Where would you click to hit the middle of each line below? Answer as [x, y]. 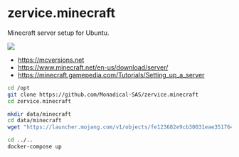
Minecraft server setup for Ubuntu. [58, 33]
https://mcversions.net [51, 60]
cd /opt [19, 88]
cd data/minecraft [34, 121]
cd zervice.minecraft [39, 101]
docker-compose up [34, 147]
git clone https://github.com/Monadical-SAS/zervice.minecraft [103, 94]
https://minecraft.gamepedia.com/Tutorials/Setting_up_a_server [111, 75]
